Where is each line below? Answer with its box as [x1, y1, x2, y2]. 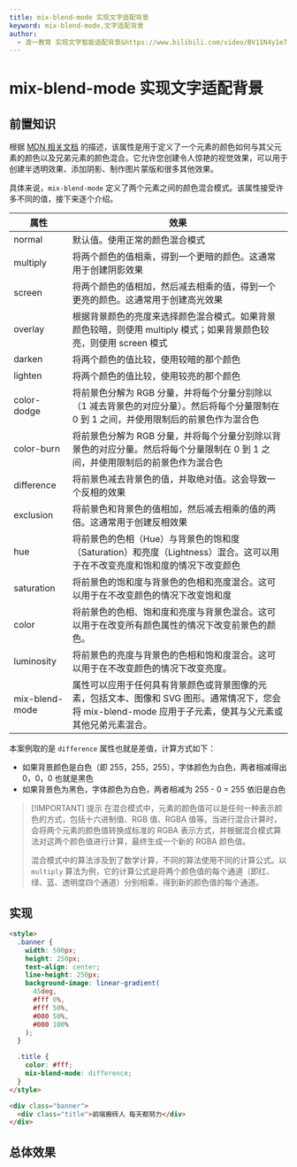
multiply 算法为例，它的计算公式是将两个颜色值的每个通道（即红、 [30, 866, 275, 877]
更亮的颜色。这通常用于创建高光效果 [72, 294, 224, 306]
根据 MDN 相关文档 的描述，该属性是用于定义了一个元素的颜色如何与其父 [9, 142, 275, 152]
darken [13, 353, 43, 366]
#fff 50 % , [32, 1003, 69, 1012]
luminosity [13, 655, 57, 668]
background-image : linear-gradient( [25, 979, 161, 988]
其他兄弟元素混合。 [72, 719, 153, 731]
